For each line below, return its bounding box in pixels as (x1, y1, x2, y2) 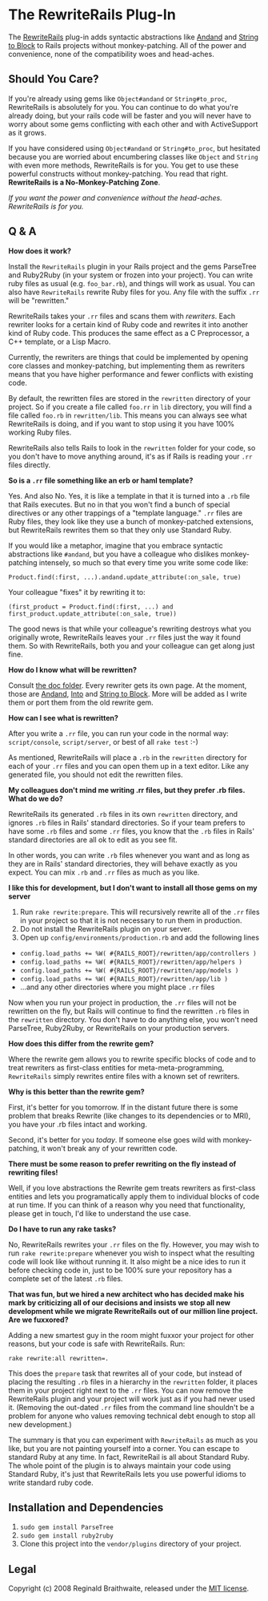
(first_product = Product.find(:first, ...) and (8, 603, 174, 611)
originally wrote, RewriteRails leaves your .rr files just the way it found (8, 632, 242, 642)
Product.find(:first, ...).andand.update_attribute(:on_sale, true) (8, 573, 242, 581)
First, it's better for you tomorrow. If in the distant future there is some (8, 1102, 238, 1112)
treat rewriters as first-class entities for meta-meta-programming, (8, 1062, 225, 1072)
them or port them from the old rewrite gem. (8, 697, 154, 707)
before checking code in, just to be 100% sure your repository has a (8, 1265, 232, 1275)
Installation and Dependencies (8, 1501, 164, 1514)
